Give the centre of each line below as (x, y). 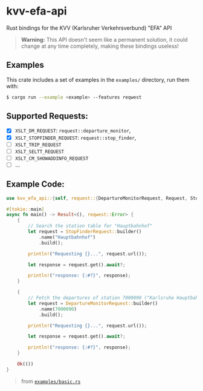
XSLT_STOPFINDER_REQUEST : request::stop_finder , (76, 137)
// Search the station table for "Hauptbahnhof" (90, 226)
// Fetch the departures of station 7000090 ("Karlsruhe (101, 298)
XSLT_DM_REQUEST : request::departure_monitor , (73, 131)
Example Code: (35, 184)
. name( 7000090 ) (58, 309)
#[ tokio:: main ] (25, 209)
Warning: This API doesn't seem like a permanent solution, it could (105, 39)
